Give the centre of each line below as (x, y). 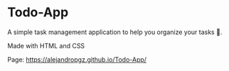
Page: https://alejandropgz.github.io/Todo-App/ (77, 59)
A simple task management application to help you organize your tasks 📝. (115, 32)
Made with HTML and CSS (46, 45)
